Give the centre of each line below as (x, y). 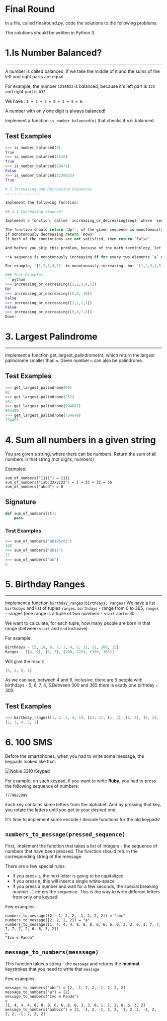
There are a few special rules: (36, 866)
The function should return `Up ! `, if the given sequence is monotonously (84, 230)
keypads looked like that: (31, 761)
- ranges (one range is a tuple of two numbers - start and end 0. (70, 613)
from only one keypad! (35, 897)
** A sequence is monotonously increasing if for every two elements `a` (82, 257)
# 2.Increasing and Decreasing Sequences (49, 189)
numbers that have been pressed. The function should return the (72, 851)
